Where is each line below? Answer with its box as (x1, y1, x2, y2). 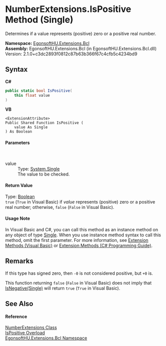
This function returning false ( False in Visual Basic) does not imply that (5, 280, 152, 286)
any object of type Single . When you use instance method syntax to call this (5, 232, 161, 238)
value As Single (14, 125, 48, 130)
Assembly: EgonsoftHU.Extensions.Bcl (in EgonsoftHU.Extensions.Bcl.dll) (5, 45, 157, 51)
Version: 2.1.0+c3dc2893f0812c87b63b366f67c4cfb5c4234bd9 (5, 51, 138, 57)
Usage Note (5, 215, 30, 221)
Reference (5, 313, 27, 320)
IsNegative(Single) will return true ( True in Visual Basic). (5, 285, 121, 291)
